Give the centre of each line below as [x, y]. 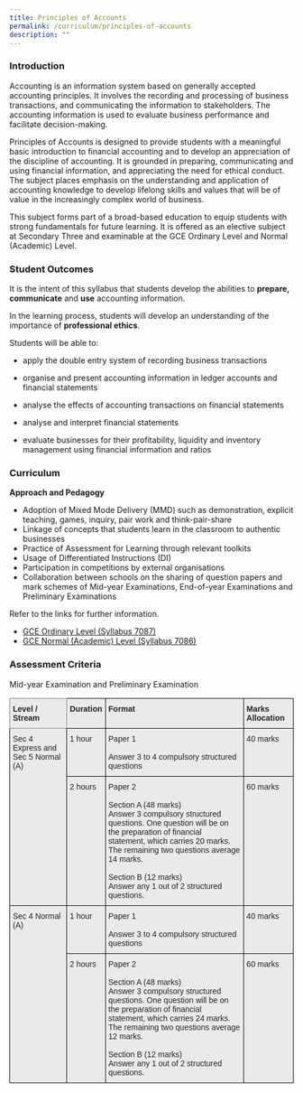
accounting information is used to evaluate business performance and [139, 115]
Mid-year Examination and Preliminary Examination [104, 684]
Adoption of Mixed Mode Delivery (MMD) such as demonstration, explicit [158, 510]
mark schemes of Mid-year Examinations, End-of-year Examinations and [157, 587]
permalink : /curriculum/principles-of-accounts [101, 26]
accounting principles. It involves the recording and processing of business [149, 95]
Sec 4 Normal [37, 916]
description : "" [40, 34]
